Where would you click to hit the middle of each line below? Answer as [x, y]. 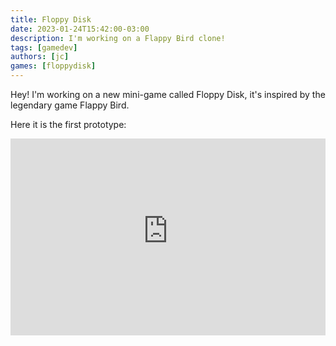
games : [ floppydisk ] [53, 66]
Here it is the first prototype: [68, 124]
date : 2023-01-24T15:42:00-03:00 [80, 29]
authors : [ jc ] [40, 57]
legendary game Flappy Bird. [70, 105]
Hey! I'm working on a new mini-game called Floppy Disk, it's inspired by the [168, 94]
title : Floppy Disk [51, 19]
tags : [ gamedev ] [44, 47]
